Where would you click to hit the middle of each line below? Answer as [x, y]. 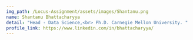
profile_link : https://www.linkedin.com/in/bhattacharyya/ [80, 28]
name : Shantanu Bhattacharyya [43, 17]
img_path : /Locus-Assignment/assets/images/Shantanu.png [77, 11]
